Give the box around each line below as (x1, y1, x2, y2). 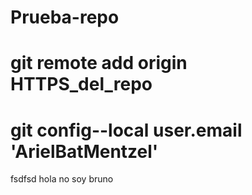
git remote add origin (10, 52, 188, 75)
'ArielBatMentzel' (10, 140, 159, 163)
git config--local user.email (10, 119, 243, 141)
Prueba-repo (10, 6, 120, 29)
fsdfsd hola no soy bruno (10, 173, 114, 185)
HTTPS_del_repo (10, 73, 153, 96)
